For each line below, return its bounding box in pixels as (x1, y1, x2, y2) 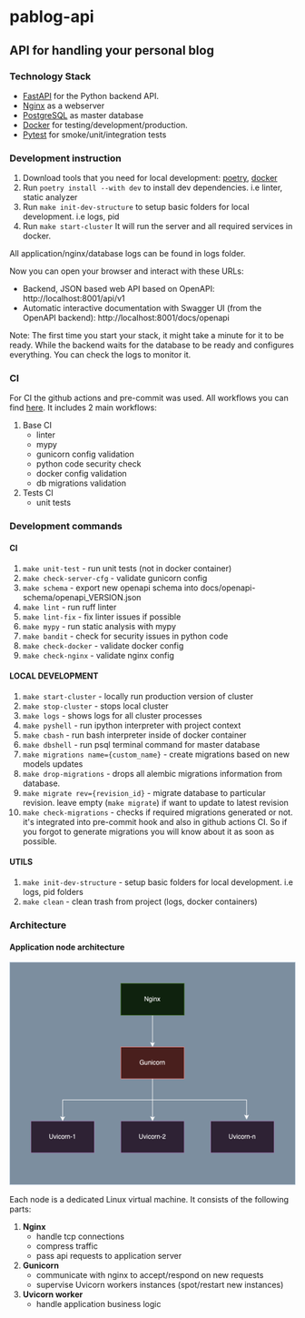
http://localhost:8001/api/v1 (22, 293, 125, 304)
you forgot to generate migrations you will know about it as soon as (22, 826, 275, 837)
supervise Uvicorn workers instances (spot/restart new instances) (35, 1280, 284, 1291)
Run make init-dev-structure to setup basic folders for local (22, 202, 250, 213)
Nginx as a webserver (22, 100, 105, 111)
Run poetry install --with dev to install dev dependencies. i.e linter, (22, 182, 283, 193)
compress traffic (35, 1241, 98, 1252)
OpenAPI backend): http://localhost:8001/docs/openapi (22, 312, 230, 324)
